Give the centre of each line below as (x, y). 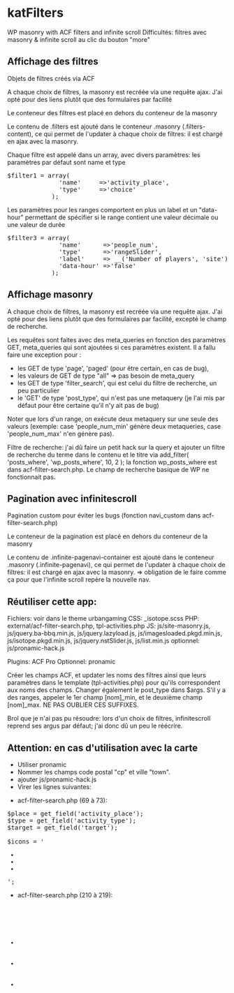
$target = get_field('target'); (63, 828)
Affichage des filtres (53, 62)
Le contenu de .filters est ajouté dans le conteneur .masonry (94, 126)
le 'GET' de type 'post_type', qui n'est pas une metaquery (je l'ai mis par (121, 398)
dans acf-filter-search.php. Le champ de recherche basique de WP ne (108, 469)
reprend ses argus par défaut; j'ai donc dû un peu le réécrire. (95, 726)
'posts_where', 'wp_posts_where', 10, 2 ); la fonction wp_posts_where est (112, 462)
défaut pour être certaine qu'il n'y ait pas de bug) (88, 405)
